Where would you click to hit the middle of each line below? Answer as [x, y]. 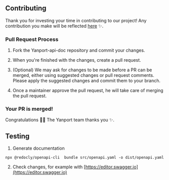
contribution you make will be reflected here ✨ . [54, 26]
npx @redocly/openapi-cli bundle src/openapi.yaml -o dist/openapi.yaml [85, 158]
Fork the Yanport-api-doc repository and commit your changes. [79, 51]
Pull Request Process [32, 39]
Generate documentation [38, 148]
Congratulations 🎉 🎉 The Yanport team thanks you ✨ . [60, 120]
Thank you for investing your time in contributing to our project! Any [76, 20]
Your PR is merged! [29, 109]
